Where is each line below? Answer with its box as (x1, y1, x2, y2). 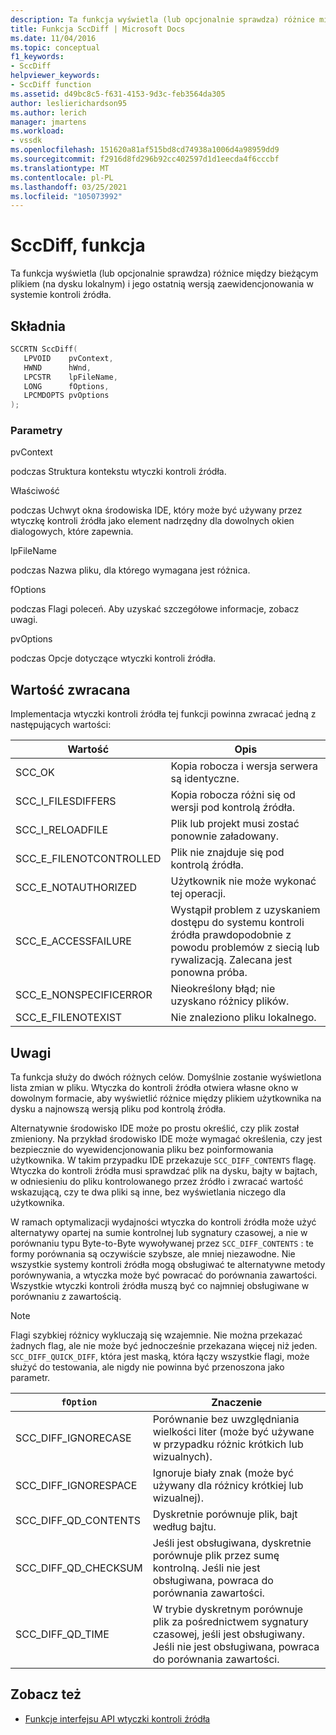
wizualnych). (152, 1450, 213, 1464)
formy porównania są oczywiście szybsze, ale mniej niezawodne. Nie (10, 1248, 296, 1260)
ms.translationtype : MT (10, 163, 110, 173)
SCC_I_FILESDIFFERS (15, 794, 117, 808)
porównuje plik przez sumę (152, 1549, 280, 1563)
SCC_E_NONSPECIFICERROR (15, 988, 153, 1002)
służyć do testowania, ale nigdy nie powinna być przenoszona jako (10, 1361, 285, 1373)
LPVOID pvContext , (23, 353, 114, 363)
